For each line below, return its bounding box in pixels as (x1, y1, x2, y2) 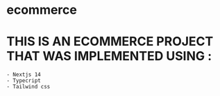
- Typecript (6, 77, 41, 84)
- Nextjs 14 (6, 71, 41, 78)
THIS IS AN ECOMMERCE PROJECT (6, 34, 214, 50)
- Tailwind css (6, 84, 51, 90)
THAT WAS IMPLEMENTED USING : (6, 48, 212, 64)
